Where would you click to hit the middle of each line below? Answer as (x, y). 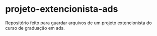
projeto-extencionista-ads (62, 9)
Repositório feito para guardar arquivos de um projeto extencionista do (78, 23)
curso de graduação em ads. (35, 28)
